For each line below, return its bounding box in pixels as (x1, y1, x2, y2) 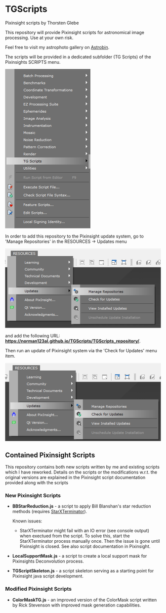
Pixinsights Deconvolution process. (12, 558, 84, 565)
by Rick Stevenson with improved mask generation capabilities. (12, 602, 141, 608)
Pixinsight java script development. (12, 573, 84, 579)
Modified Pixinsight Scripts (5, 585, 72, 592)
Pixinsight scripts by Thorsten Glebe (5, 20, 79, 26)
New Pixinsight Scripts (5, 492, 61, 499)
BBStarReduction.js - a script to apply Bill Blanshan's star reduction (12, 503, 151, 509)
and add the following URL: (5, 332, 60, 338)
